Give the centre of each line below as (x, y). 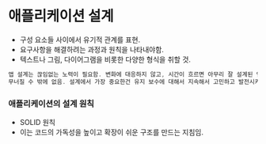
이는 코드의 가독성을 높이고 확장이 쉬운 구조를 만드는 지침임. (112, 132)
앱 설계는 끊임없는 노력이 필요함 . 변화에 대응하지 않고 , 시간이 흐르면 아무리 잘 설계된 (131, 74)
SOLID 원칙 (37, 122)
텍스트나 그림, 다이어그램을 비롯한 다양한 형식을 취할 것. (105, 59)
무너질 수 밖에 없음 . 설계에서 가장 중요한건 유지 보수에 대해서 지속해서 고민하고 (122, 81)
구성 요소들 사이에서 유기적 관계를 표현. (80, 40)
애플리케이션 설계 (61, 16)
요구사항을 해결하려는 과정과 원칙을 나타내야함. (92, 49)
